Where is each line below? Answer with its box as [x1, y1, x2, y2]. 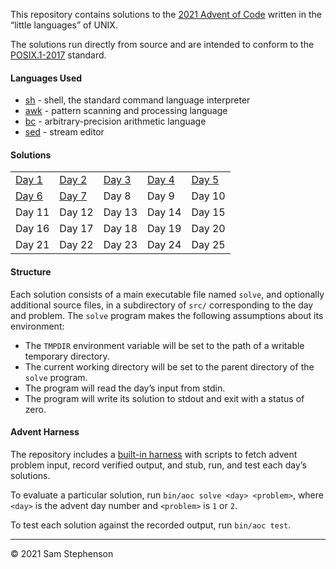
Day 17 [59, 222, 94, 236]
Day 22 [59, 238, 94, 252]
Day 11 [15, 205, 50, 219]
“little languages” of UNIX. [10, 19, 118, 31]
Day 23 [103, 238, 138, 252]
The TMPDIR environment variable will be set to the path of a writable [24, 339, 305, 351]
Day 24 [147, 238, 182, 252]
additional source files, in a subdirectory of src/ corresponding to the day [10, 299, 314, 311]
